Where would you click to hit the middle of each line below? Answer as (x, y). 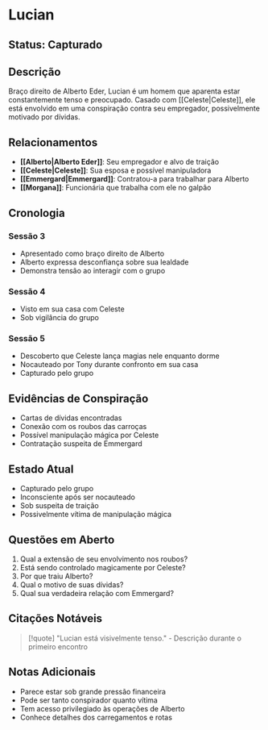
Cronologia (37, 213)
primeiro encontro (58, 646)
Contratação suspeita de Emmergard (81, 444)
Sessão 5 (27, 339)
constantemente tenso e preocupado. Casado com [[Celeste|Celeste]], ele (132, 100)
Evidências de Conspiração (78, 398)
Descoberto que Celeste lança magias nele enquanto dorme (120, 356)
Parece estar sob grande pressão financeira (93, 691)
